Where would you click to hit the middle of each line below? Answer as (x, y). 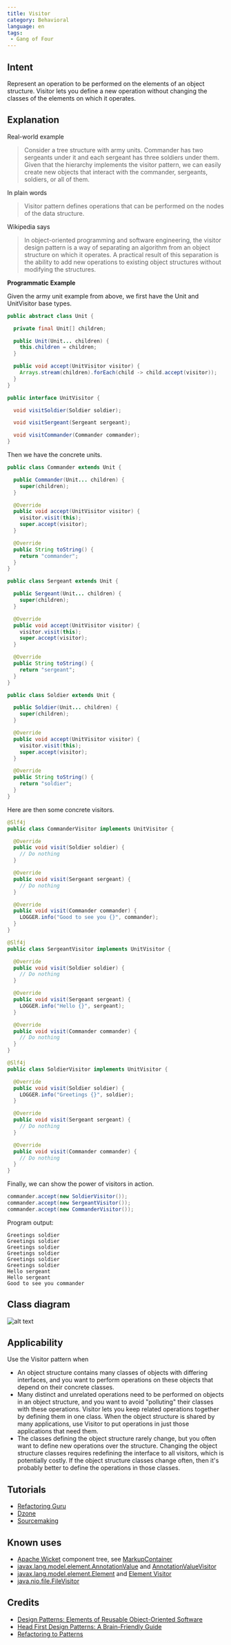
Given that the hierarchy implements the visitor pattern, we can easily (123, 164)
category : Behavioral (38, 20)
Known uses (34, 1543)
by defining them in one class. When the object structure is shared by (116, 1417)
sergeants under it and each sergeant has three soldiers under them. (122, 157)
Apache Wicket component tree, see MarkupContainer (95, 1559)
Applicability (35, 1343)
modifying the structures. (60, 269)
